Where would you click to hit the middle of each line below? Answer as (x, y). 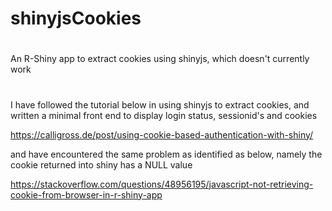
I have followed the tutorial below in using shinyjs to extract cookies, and (160, 104)
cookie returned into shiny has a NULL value (101, 164)
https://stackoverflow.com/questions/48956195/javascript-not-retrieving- (162, 184)
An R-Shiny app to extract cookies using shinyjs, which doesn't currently (160, 59)
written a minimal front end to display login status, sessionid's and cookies (164, 115)
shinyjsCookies (76, 18)
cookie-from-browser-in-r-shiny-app (86, 194)
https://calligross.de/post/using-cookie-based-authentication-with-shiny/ (162, 134)
